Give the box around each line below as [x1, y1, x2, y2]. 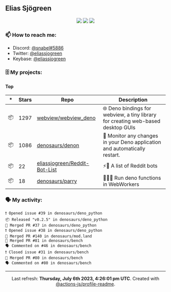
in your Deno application [102, 139, 161, 146]
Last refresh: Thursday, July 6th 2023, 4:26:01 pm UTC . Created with [12, 275, 159, 281]
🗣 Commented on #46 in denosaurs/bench [5, 243, 92, 248]
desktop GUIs [102, 124, 136, 131]
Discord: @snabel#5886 [12, 45, 64, 51]
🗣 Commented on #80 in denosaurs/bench [5, 260, 92, 265]
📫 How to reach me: [5, 31, 57, 38]
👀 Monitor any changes [102, 132, 159, 139]
